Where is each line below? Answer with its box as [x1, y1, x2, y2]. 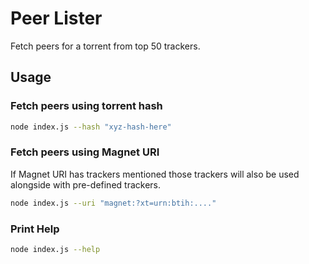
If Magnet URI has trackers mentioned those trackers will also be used [10, 168, 300, 180]
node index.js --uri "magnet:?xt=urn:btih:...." [10, 198, 217, 208]
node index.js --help [10, 244, 101, 254]
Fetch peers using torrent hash [10, 99, 163, 113]
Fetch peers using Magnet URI [10, 145, 160, 159]
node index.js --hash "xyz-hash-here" [10, 122, 172, 132]
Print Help [10, 222, 60, 236]
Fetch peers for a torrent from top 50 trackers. [10, 40, 201, 52]
